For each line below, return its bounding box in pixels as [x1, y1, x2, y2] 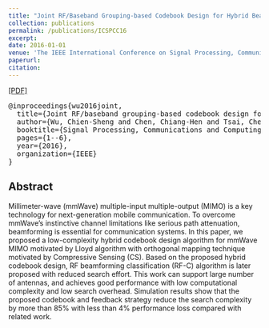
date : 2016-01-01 [8, 42, 66, 50]
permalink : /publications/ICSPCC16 [8, 26, 127, 34]
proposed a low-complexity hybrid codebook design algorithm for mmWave [8, 235, 258, 245]
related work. [8, 311, 52, 321]
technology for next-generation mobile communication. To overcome [8, 210, 236, 219]
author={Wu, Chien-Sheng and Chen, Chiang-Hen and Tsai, [16, 117, 246, 126]
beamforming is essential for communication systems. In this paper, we [8, 226, 243, 236]
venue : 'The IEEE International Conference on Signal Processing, [8, 49, 235, 57]
